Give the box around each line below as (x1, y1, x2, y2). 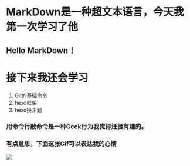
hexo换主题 (14, 107, 42, 114)
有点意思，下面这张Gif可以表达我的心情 (6, 140, 117, 148)
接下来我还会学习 (6, 71, 89, 84)
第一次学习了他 (6, 20, 79, 34)
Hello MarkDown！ (6, 45, 76, 55)
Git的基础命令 (14, 92, 48, 99)
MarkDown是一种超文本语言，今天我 (6, 5, 184, 19)
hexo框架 (14, 99, 37, 106)
